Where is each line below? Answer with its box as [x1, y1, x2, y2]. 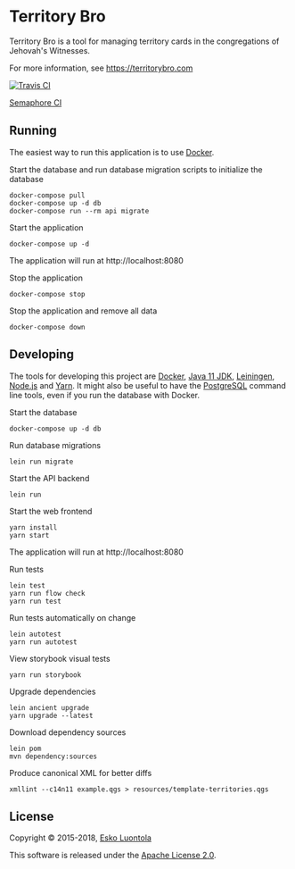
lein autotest [9, 630, 62, 639]
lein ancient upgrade [9, 703, 90, 712]
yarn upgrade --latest [9, 711, 94, 720]
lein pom [9, 744, 42, 753]
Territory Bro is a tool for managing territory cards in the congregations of [9, 36, 280, 46]
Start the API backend [9, 472, 90, 483]
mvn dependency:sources [9, 752, 98, 761]
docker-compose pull [9, 190, 86, 200]
